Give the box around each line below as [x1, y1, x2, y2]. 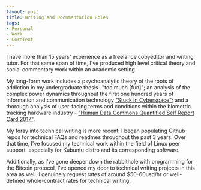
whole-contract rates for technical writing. [26, 177, 131, 184]
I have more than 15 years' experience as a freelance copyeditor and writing [6, 53, 194, 60]
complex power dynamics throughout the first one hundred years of [6, 91, 174, 97]
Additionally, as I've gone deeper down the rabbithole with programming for [6, 158, 194, 165]
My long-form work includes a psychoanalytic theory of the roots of [6, 77, 174, 85]
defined [6, 177, 26, 184]
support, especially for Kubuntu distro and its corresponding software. [6, 146, 180, 153]
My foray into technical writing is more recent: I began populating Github [6, 127, 185, 134]
